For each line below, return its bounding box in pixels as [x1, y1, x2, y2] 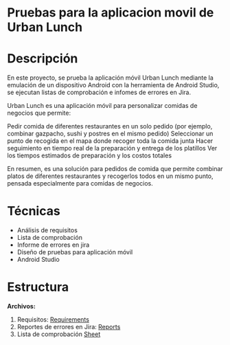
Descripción [7, 51, 78, 67]
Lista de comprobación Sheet [16, 330, 101, 338]
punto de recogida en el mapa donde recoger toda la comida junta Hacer [7, 137, 214, 145]
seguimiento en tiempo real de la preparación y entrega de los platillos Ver [7, 144, 218, 153]
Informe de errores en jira [16, 241, 90, 249]
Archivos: [7, 302, 36, 310]
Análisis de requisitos [16, 226, 78, 234]
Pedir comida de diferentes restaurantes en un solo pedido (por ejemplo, [7, 122, 213, 131]
